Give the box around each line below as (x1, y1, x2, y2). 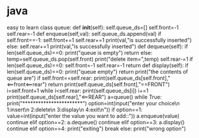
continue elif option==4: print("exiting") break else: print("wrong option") (7, 125, 186, 132)
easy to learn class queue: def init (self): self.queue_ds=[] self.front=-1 (7, 24, 179, 31)
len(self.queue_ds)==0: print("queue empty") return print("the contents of (7, 68, 188, 75)
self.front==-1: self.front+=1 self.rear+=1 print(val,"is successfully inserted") (7, 36, 192, 43)
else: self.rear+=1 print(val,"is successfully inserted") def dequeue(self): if (7, 43, 188, 50)
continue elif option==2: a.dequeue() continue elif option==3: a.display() (7, 118, 185, 126)
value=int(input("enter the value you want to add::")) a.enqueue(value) (7, 112, 180, 120)
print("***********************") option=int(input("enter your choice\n (7, 99, 181, 106)
